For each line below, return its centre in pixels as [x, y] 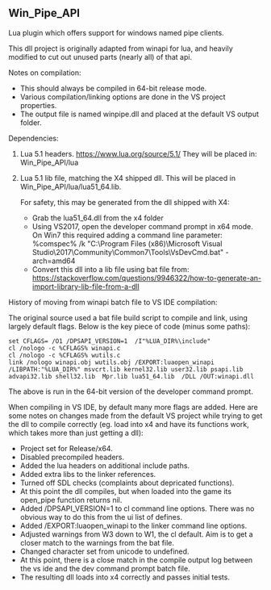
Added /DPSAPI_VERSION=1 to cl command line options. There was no [137, 508]
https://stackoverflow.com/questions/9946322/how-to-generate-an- [147, 278]
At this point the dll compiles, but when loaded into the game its [126, 491]
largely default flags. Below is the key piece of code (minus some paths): [129, 326]
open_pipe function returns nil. [71, 500]
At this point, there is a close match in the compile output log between [136, 559]
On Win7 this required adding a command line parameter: [127, 235]
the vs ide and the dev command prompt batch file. [105, 568]
